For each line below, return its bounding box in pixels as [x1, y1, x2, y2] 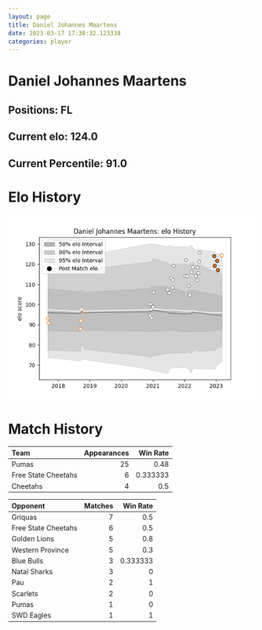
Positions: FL [8, 103, 73, 117]
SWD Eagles [11, 610, 52, 620]
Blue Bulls [11, 555, 44, 565]
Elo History [8, 188, 82, 206]
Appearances [83, 448, 129, 457]
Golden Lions [11, 534, 55, 544]
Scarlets [11, 588, 38, 598]
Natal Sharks [11, 567, 53, 577]
